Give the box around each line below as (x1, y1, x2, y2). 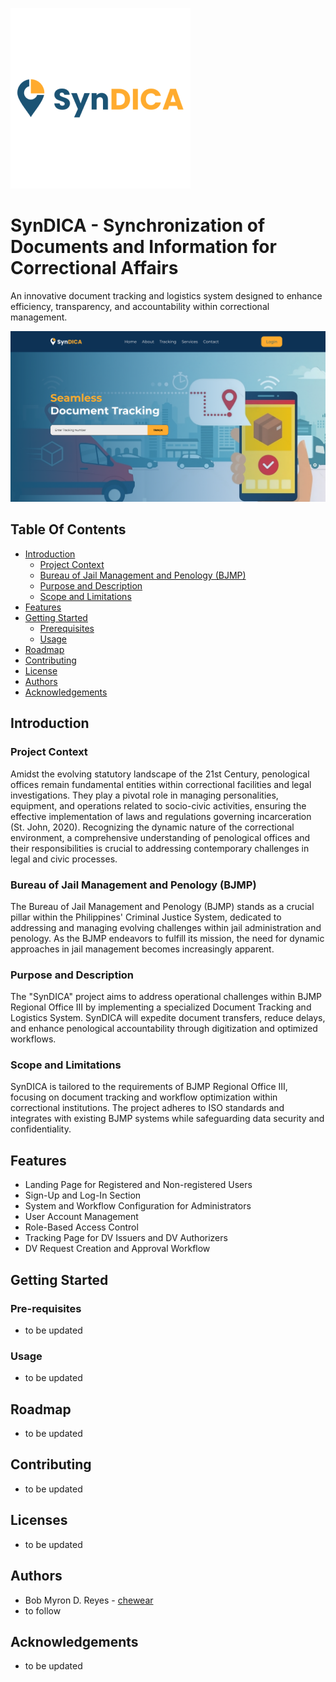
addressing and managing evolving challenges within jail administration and (10, 921, 322, 933)
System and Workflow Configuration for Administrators (24, 1200, 252, 1212)
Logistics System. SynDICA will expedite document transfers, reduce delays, (10, 1012, 326, 1024)
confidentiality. (10, 1123, 72, 1135)
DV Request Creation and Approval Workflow (24, 1243, 211, 1255)
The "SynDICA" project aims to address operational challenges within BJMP (10, 991, 323, 1003)
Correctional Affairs (10, 257, 179, 280)
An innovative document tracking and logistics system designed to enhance (10, 289, 323, 302)
